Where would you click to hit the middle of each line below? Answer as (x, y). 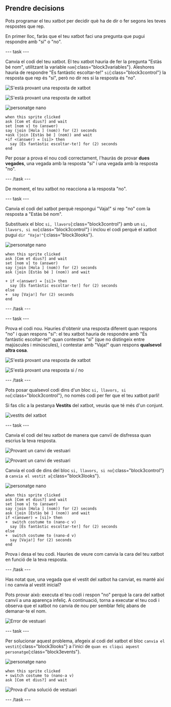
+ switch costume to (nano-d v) (41, 535)
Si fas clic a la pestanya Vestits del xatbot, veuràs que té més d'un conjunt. (84, 405)
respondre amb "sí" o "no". (34, 42)
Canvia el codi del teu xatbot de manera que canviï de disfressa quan (78, 435)
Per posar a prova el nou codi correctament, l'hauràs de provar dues (77, 158)
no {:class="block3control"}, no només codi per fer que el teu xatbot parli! (82, 395)
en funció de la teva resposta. (36, 559)
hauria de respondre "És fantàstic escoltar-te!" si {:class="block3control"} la (86, 72)
